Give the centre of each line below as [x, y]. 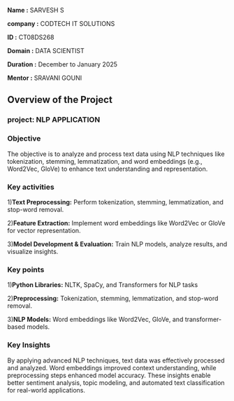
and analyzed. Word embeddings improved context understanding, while [112, 367]
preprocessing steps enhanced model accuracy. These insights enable [109, 375]
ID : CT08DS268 [31, 37]
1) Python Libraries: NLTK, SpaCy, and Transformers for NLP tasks [103, 285]
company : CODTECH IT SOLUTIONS [61, 23]
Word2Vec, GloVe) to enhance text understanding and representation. [108, 169]
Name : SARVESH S [36, 10]
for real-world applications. [46, 390]
